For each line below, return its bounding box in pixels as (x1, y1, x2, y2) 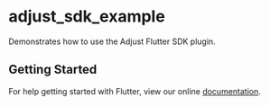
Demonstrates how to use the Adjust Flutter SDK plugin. (8, 36, 216, 47)
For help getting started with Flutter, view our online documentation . (8, 85, 261, 96)
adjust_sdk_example (8, 6, 166, 27)
